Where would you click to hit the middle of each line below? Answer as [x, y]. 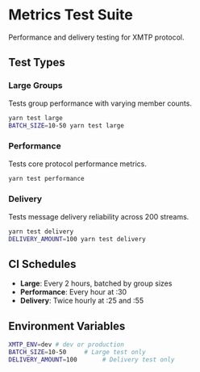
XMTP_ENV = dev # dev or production [67, 345]
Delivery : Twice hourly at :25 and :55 [81, 301]
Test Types [37, 63]
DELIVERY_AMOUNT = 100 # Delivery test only [92, 359]
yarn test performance [46, 178]
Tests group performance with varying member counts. [100, 103]
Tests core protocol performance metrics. [77, 164]
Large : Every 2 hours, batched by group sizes [96, 283]
